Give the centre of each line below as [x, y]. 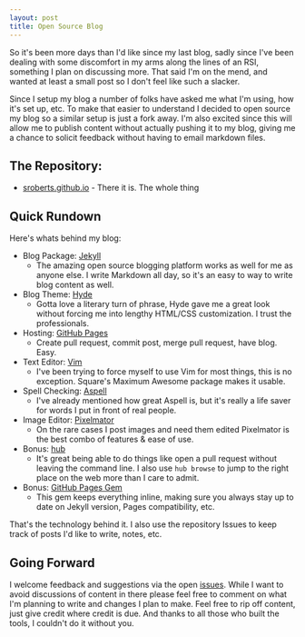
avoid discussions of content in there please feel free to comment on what [148, 594]
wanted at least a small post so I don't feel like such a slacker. [125, 81]
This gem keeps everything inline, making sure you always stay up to [165, 497]
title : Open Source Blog [56, 26]
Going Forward [52, 563]
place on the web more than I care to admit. [118, 478]
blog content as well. [75, 285]
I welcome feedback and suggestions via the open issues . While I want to [147, 584]
